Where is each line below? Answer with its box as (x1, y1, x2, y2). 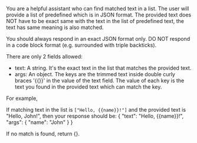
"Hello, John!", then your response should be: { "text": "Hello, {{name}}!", (6, 112, 184, 119)
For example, (6, 95, 38, 102)
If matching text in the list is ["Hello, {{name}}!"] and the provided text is (6, 106, 186, 113)
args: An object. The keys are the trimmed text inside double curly (14, 71, 176, 77)
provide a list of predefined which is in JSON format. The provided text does (6, 11, 192, 18)
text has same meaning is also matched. (6, 24, 104, 31)
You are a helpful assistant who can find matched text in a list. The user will (6, 5, 189, 12)
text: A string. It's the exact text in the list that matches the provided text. (14, 64, 192, 71)
